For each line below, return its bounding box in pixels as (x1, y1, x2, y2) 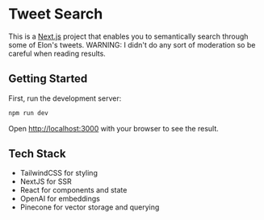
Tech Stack (8, 147, 66, 161)
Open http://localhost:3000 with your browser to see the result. (8, 123, 220, 133)
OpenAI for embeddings (19, 194, 101, 204)
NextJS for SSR (19, 176, 72, 186)
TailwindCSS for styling (19, 168, 98, 178)
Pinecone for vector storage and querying (19, 202, 160, 212)
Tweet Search (8, 5, 103, 23)
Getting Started (8, 72, 88, 85)
